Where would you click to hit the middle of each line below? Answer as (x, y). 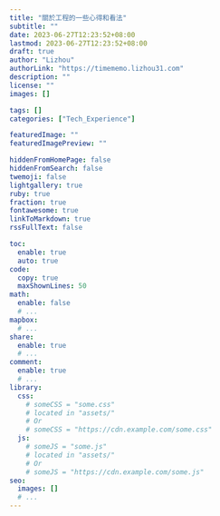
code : (19, 269)
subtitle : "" (34, 26)
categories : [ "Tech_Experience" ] (72, 119)
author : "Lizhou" (42, 60)
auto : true (38, 261)
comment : (26, 362)
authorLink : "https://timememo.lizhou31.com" (96, 69)
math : (19, 295)
